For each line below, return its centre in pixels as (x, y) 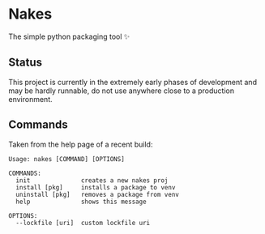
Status (26, 63)
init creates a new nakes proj (92, 180)
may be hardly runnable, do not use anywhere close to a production (122, 91)
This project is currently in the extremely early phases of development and (133, 82)
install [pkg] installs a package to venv (96, 187)
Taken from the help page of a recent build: (81, 144)
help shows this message (81, 202)
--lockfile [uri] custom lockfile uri (83, 223)
